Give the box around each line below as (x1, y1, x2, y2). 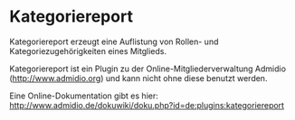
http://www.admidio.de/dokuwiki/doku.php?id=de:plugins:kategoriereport (9, 99, 285, 110)
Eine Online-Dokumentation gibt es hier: (9, 90, 158, 101)
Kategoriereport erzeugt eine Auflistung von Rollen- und (9, 36, 219, 47)
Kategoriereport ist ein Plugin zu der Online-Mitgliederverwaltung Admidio (9, 63, 287, 74)
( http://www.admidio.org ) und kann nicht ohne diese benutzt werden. (9, 72, 268, 83)
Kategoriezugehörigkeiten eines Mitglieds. (9, 45, 167, 56)
